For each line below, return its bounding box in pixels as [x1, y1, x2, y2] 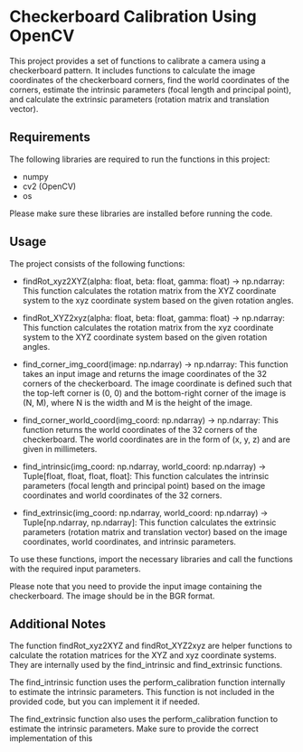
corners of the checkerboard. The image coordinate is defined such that [22, 378, 292, 389]
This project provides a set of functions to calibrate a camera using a [9, 55, 267, 66]
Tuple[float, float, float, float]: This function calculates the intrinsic [22, 470, 270, 481]
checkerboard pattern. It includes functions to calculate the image [9, 65, 256, 76]
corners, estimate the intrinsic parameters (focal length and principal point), [9, 84, 292, 95]
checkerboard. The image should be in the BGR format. [9, 590, 215, 601]
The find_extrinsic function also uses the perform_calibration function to [9, 714, 279, 725]
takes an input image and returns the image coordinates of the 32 [22, 368, 267, 379]
